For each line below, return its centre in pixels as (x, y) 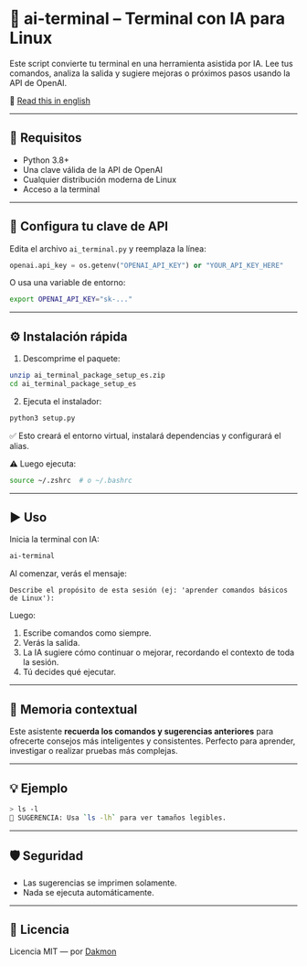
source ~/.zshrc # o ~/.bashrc (71, 480)
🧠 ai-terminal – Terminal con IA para (148, 19)
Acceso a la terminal (61, 189)
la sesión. (41, 662)
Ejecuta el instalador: (62, 401)
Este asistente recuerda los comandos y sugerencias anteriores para (142, 732)
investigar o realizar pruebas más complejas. (94, 751)
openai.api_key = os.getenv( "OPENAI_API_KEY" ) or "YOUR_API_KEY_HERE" (147, 265)
